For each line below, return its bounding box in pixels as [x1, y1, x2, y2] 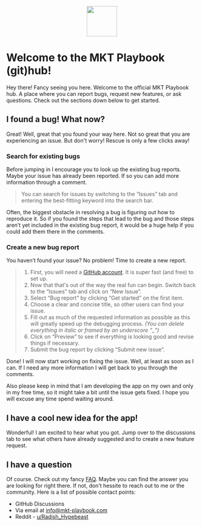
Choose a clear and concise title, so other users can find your [30, 301, 185, 308]
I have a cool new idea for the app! [6, 413, 138, 423]
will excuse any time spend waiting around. [6, 395, 114, 403]
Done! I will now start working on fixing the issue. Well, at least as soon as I [6, 358, 194, 365]
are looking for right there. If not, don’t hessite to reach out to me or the [6, 482, 185, 489]
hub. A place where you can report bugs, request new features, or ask [6, 90, 182, 97]
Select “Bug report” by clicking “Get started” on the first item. [30, 294, 184, 302]
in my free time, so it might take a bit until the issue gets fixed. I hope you [6, 389, 189, 396]
